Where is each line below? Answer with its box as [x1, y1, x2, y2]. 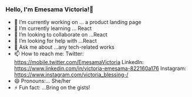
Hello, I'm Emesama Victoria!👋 [5, 5, 94, 14]
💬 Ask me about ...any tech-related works [14, 44, 115, 51]
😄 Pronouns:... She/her [14, 78, 71, 85]
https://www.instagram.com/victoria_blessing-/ [14, 71, 129, 78]
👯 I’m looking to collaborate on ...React [14, 31, 107, 38]
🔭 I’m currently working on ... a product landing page [14, 19, 142, 26]
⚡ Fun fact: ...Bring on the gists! [14, 84, 90, 91]
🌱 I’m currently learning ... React [14, 25, 92, 32]
